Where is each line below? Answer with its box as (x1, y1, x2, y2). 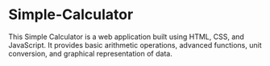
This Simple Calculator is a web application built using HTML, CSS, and (8, 32, 244, 41)
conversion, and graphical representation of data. (8, 49, 173, 58)
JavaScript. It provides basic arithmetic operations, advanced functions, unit (8, 40, 262, 49)
